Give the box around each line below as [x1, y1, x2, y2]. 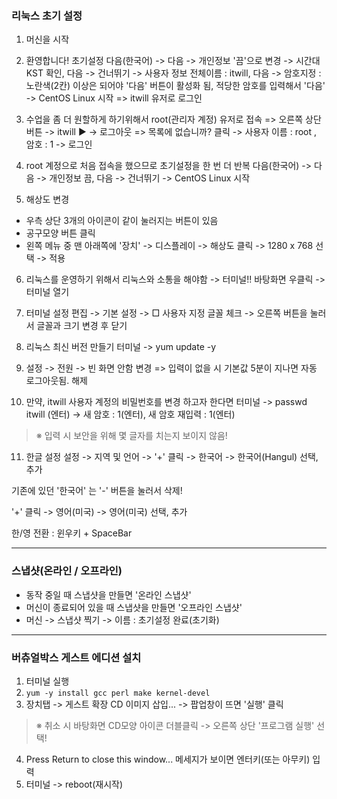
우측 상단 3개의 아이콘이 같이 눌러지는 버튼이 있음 [25, 215, 219, 227]
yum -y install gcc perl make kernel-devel [25, 688, 211, 698]
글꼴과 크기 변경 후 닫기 [36, 320, 128, 332]
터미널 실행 [25, 675, 70, 687]
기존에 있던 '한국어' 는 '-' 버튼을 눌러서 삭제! [11, 485, 183, 497]
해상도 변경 [25, 193, 70, 206]
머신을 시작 [25, 33, 70, 46]
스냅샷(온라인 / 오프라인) [11, 564, 123, 578]
